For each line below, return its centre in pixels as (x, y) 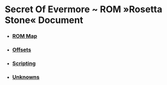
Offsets (22, 50)
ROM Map (25, 36)
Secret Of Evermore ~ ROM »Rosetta (83, 9)
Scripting (24, 63)
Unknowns (26, 77)
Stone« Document (44, 20)
